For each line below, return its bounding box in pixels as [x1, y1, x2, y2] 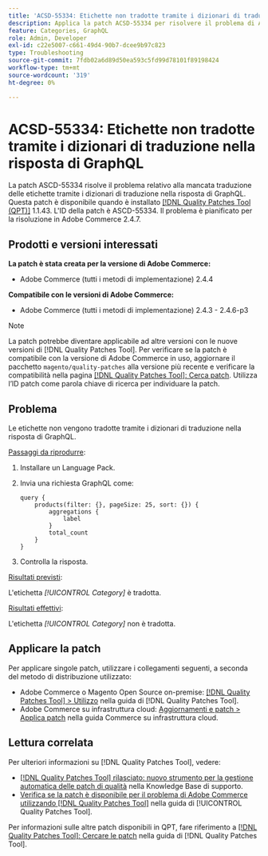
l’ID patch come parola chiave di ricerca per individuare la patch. [8, 379, 221, 389]
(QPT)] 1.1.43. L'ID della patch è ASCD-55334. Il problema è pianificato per [8, 206, 253, 216]
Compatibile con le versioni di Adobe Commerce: [8, 290, 174, 300]
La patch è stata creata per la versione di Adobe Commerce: [8, 259, 211, 269]
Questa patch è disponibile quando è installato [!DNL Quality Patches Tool [8, 198, 251, 207]
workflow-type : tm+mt [8, 64, 81, 72]
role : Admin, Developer [8, 34, 88, 42]
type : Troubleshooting [8, 49, 84, 57]
